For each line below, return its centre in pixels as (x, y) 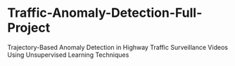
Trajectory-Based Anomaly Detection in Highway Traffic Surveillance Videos (118, 47)
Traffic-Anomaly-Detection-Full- (105, 13)
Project (29, 28)
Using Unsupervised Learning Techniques (68, 55)
